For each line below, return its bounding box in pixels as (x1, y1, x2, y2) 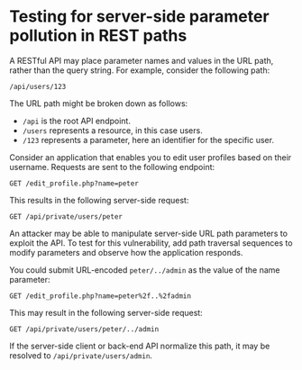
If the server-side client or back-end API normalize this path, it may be (9, 340, 270, 351)
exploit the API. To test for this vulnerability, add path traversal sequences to (9, 237, 293, 248)
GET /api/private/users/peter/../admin (9, 324, 160, 334)
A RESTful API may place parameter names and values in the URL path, (9, 55, 274, 66)
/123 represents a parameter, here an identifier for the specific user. (22, 134, 275, 145)
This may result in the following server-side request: (9, 307, 203, 318)
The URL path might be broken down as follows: (9, 97, 188, 109)
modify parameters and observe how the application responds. (9, 247, 243, 257)
